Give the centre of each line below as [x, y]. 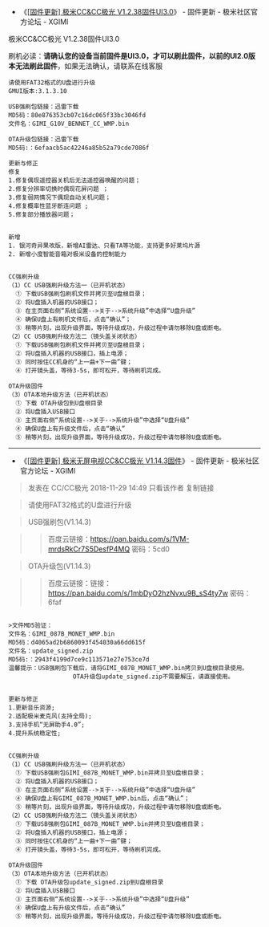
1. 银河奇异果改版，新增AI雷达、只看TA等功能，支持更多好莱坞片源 [104, 246]
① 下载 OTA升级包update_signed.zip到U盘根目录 [90, 882]
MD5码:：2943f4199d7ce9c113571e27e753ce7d [79, 660]
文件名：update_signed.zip [51, 651]
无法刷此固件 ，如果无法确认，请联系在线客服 [88, 66]
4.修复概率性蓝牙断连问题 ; [48, 206]
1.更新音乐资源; [32, 708]
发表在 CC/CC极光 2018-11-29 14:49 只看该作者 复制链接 [121, 488]
